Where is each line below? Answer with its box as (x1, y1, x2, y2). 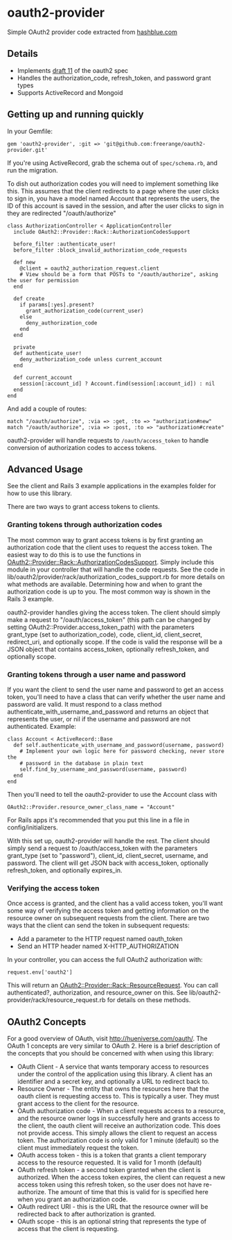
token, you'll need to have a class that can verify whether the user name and (7, 692, 226, 701)
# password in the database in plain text (19, 759, 144, 767)
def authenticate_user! (13, 350, 82, 356)
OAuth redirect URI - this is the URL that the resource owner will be (17, 1203, 208, 1211)
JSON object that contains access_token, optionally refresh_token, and (7, 645, 209, 653)
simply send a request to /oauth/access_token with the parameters (7, 844, 198, 852)
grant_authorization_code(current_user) (25, 307, 144, 314)
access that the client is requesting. (17, 1225, 119, 1233)
